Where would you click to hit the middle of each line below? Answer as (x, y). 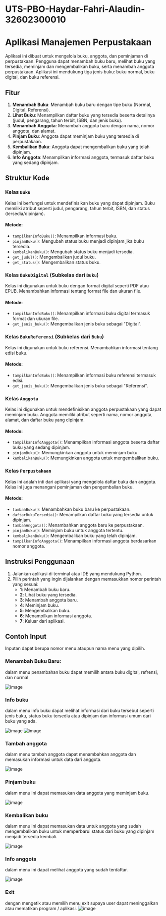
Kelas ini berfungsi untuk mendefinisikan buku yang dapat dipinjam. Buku (80, 203)
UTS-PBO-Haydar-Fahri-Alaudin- (75, 9)
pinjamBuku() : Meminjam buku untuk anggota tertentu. (68, 530)
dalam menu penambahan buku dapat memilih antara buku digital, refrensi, (82, 672)
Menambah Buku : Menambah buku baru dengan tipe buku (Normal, (82, 105)
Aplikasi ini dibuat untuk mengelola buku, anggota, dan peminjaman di (77, 56)
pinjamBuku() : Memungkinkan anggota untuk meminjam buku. (75, 453)
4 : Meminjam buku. (39, 605)
